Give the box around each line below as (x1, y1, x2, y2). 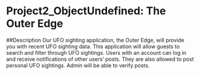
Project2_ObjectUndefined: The (6, 4, 166, 18)
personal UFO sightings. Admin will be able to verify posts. (6, 61, 150, 69)
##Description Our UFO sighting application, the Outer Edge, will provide (6, 36, 185, 43)
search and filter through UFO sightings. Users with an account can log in (6, 49, 186, 56)
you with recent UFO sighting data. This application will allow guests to (6, 43, 180, 50)
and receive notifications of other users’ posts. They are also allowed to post (6, 55, 194, 62)
